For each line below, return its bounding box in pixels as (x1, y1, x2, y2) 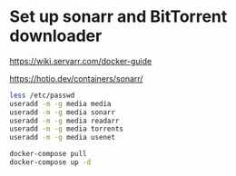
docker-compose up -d (9, 158, 92, 167)
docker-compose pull (9, 150, 88, 159)
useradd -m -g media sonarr (9, 107, 116, 117)
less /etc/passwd (9, 91, 75, 100)
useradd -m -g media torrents (9, 124, 124, 133)
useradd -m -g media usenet (9, 133, 116, 142)
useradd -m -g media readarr (9, 116, 120, 125)
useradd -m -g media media (9, 99, 112, 108)
